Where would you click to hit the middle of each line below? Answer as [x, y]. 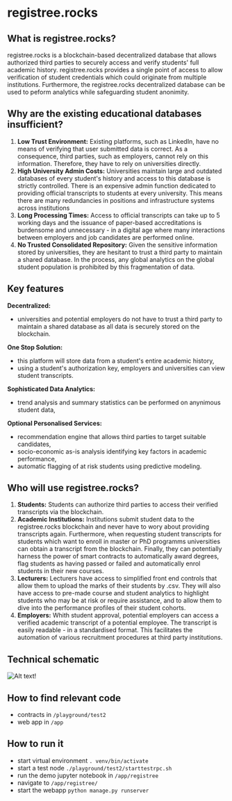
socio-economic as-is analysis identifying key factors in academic [112, 451]
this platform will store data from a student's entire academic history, [116, 361]
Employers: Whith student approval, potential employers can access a [118, 616]
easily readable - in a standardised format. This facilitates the [105, 630]
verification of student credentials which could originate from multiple [107, 77]
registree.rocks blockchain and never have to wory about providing [113, 527]
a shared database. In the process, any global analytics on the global [116, 259]
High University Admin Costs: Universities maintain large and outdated [119, 171]
